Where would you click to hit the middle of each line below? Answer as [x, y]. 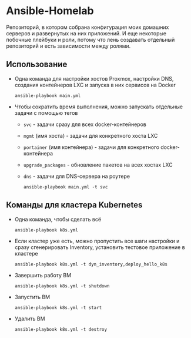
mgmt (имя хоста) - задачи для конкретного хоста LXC [91, 135]
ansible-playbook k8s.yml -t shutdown [62, 286]
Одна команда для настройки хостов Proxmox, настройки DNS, [94, 78]
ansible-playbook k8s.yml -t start [58, 307]
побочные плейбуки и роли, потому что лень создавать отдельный [91, 39]
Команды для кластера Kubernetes [74, 205]
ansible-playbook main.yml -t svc [66, 187]
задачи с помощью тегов [46, 112]
